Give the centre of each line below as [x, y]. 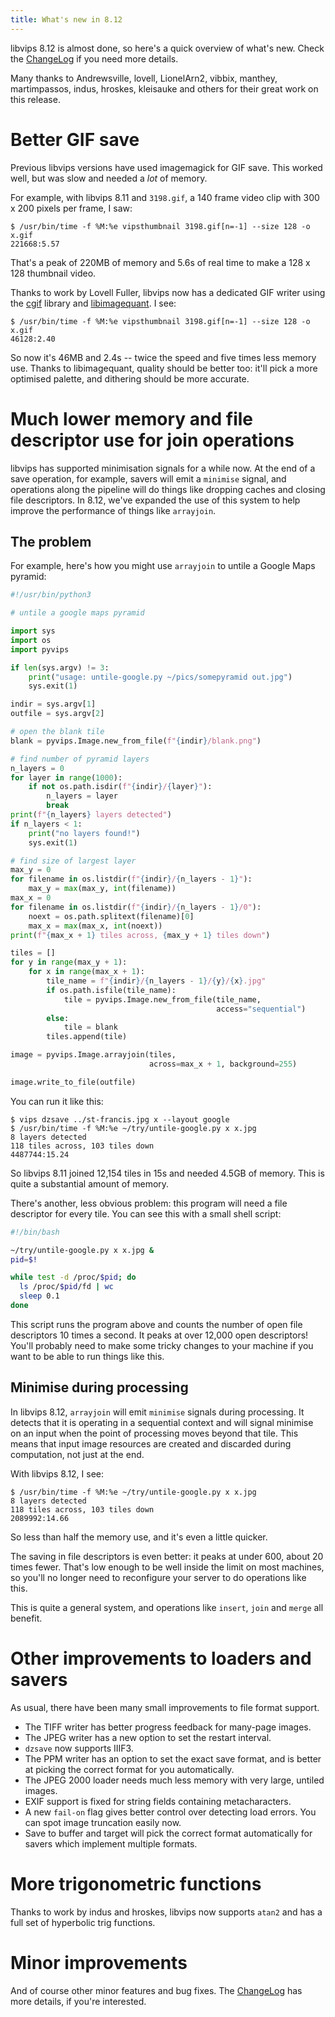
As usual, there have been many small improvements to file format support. [165, 1707]
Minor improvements [99, 1962]
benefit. [26, 1618]
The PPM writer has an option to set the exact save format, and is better [173, 1758]
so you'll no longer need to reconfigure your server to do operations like [158, 1577]
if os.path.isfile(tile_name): [111, 990]
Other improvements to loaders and [161, 1658]
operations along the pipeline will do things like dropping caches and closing [168, 489]
